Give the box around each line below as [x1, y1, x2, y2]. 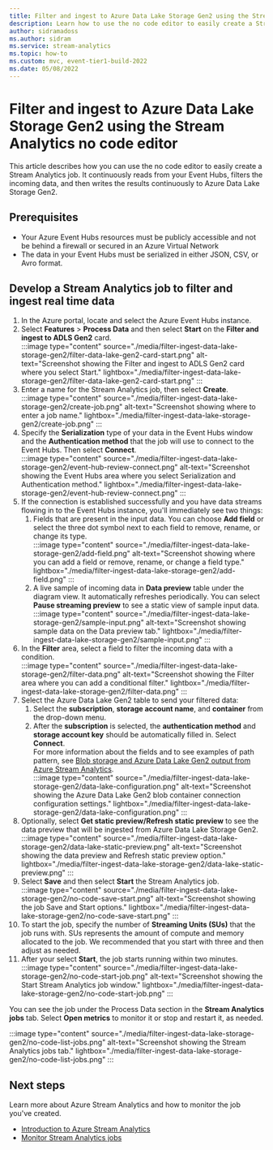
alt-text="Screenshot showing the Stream [107, 1037, 246, 1048]
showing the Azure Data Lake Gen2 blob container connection [32, 790, 241, 800]
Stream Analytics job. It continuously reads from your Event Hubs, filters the [9, 170, 263, 179]
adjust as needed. [20, 945, 81, 955]
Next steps [9, 1078, 66, 1092]
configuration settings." [32, 799, 112, 809]
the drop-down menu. [32, 712, 106, 723]
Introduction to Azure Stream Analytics [20, 1124, 151, 1134]
